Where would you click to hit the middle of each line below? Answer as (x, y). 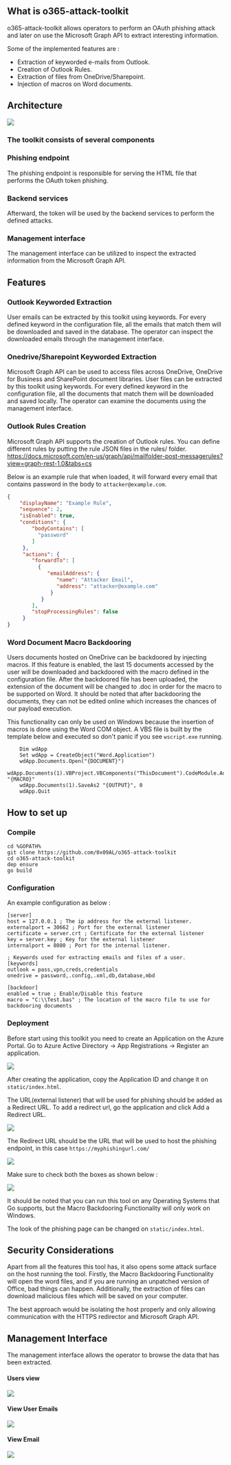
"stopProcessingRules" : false (75, 612)
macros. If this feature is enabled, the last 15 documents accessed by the (111, 665)
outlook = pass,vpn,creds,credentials (63, 970)
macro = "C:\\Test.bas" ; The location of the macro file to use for (109, 1000)
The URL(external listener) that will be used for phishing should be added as (115, 1100)
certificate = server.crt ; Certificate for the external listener (106, 934)
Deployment (28, 1023)
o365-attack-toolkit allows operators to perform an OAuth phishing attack (111, 28)
